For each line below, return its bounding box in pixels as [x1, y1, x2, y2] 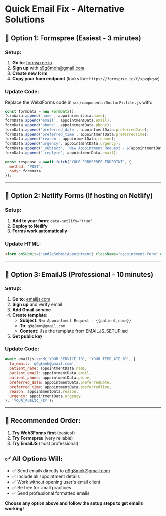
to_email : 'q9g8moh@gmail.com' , [9, 361, 77, 366]
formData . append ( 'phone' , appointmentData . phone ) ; [5, 122, 112, 127]
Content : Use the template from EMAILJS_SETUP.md [19, 328, 128, 334]
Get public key [12, 333, 43, 339]
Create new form [12, 70, 48, 76]
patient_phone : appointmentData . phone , [9, 375, 92, 380]
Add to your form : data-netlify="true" [12, 218, 93, 224]
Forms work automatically [12, 228, 68, 234]
